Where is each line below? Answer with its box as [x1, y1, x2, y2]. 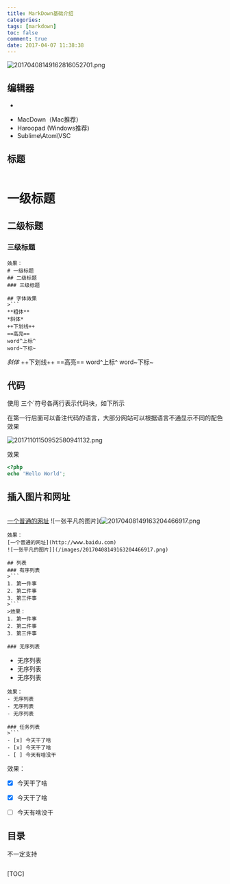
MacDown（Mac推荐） [16, 115, 82, 124]
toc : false [7, 29, 38, 36]
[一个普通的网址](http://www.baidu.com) [7, 539, 117, 546]
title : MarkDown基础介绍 [7, 10, 74, 17]
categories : [7, 16, 41, 23]
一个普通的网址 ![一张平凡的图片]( [7, 517, 101, 525]
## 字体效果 [7, 295, 38, 302]
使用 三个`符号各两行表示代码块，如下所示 [7, 399, 125, 407]
